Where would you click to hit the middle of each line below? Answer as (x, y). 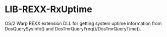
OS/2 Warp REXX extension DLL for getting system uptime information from (83, 23)
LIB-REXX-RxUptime (48, 9)
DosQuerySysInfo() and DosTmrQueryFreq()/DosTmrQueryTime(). (73, 28)
